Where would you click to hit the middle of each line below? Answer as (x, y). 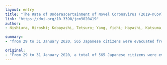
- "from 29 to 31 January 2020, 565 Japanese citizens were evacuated (80, 42)
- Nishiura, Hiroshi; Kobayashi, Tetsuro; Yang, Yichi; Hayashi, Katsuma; (84, 28)
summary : (14, 37)
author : (13, 23)
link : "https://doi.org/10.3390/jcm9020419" (52, 19)
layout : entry (20, 10)
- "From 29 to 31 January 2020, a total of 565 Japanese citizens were (81, 55)
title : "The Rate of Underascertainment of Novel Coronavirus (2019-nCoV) (84, 14)
